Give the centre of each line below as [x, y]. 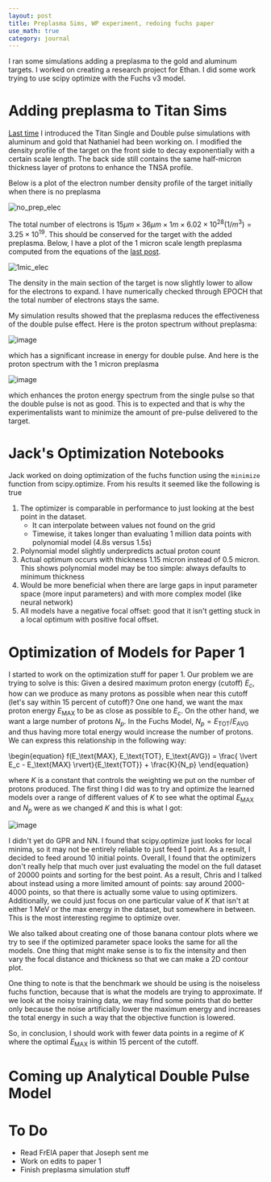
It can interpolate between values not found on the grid [123, 526]
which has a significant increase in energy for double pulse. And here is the [134, 355]
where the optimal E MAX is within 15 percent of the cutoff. [104, 1043]
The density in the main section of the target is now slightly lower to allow [131, 282]
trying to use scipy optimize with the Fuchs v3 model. [97, 78]
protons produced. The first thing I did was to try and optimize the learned [131, 789]
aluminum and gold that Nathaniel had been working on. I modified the [125, 142]
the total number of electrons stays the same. [84, 300]
